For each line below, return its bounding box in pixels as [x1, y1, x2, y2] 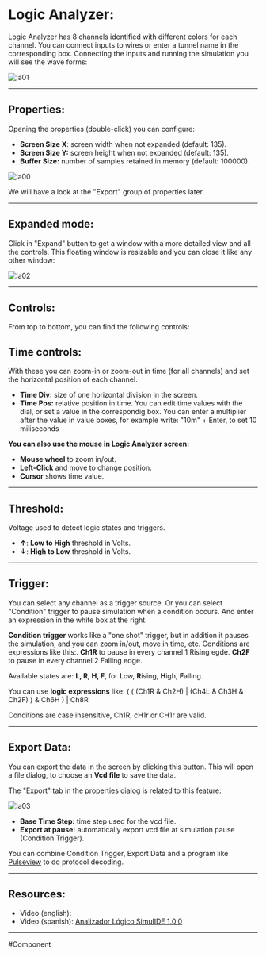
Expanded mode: [8, 217, 94, 231]
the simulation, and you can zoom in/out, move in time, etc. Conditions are [8, 639, 251, 648]
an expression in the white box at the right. [8, 615, 148, 625]
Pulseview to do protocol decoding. [8, 857, 124, 867]
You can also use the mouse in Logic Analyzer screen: [8, 439, 190, 449]
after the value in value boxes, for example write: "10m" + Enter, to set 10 [19, 415, 257, 425]
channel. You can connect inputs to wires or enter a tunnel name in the [8, 40, 239, 49]
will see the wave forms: [8, 57, 88, 67]
